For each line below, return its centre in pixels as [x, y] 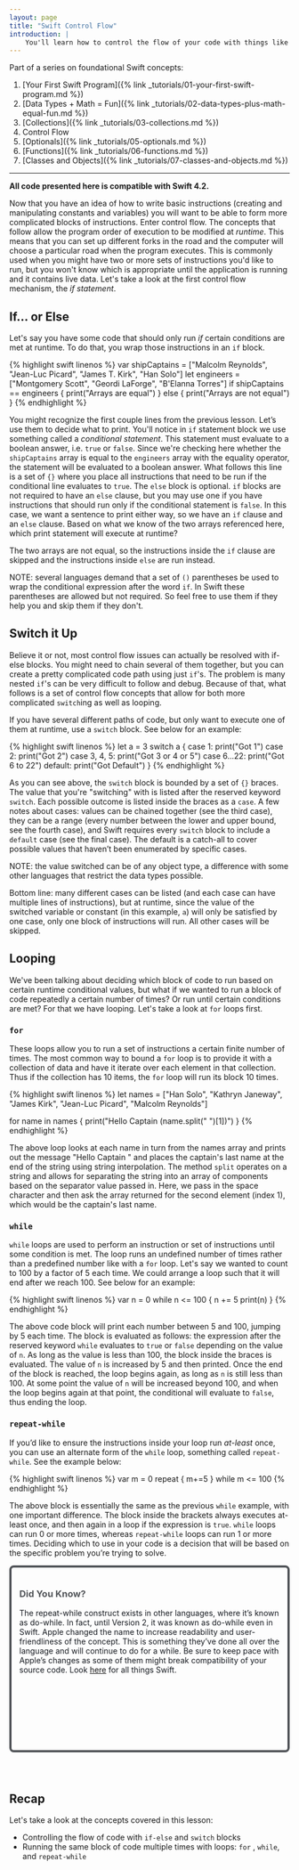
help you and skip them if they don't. [77, 606]
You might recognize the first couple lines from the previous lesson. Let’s [143, 420]
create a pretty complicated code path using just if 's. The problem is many [147, 674]
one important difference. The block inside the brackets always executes [142, 1515]
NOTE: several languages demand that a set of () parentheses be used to [144, 577]
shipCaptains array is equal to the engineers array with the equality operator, [149, 458]
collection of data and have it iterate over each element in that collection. [143, 1067]
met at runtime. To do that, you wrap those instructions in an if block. [137, 347]
